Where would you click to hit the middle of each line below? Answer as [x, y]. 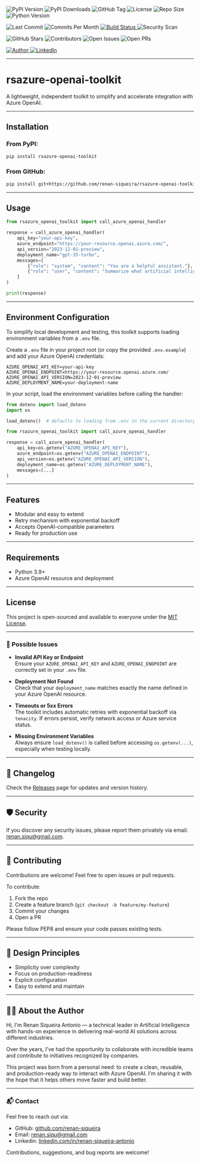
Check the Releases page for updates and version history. [77, 788]
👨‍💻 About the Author [45, 1011]
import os [18, 410]
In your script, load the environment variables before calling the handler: [95, 393]
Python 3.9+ [30, 572]
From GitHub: [26, 172]
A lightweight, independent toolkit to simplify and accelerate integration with [100, 96]
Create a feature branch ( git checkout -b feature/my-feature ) [92, 904]
